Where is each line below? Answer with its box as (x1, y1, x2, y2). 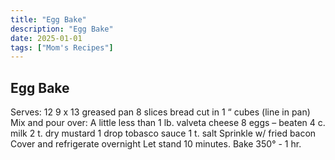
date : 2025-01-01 (10, 33, 83, 43)
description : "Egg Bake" (10, 24, 114, 34)
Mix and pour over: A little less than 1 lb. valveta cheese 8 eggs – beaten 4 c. (10, 117, 326, 129)
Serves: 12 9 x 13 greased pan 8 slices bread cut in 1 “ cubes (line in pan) (10, 106, 311, 118)
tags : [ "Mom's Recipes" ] (10, 42, 114, 53)
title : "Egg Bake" (10, 14, 87, 25)
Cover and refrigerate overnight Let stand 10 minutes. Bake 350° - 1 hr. (10, 138, 302, 150)
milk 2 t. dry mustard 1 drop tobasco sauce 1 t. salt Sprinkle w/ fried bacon (10, 127, 317, 140)
